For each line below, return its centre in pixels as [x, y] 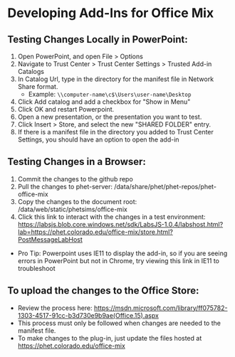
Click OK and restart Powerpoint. [66, 109]
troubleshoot [36, 268]
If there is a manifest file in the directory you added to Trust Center [115, 132]
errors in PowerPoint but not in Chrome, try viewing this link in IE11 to [118, 260]
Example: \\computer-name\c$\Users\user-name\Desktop [110, 94]
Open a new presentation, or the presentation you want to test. [110, 117]
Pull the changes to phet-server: [65, 186]
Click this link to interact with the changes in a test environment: [111, 217]
